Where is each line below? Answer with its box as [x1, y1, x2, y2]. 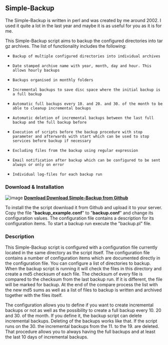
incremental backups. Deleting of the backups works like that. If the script [5, 318, 157, 324]
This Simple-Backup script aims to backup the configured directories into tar [5, 38, 163, 44]
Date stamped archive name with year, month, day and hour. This [12, 63, 151, 68]
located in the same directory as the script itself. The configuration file [5, 250, 150, 256]
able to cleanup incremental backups [12, 105, 91, 111]
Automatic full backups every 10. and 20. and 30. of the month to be [12, 101, 163, 106]
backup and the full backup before [12, 120, 87, 125]
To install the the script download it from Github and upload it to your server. [5, 205, 162, 211]
